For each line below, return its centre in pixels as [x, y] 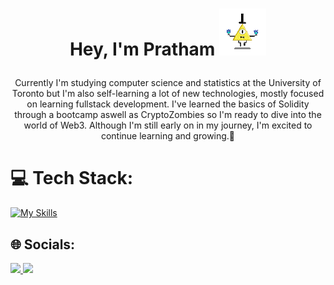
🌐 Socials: [43, 244]
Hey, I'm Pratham [142, 49]
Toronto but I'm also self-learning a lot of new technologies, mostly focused [168, 94]
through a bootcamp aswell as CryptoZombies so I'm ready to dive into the [168, 115]
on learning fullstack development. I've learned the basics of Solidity [168, 104]
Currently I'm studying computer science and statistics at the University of [168, 83]
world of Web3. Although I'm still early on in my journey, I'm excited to [168, 125]
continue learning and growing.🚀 [168, 136]
